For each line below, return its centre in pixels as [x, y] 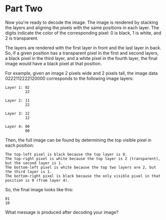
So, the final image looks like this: [39, 189]
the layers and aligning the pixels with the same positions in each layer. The [82, 27]
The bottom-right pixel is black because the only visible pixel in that [83, 176]
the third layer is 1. [28, 171]
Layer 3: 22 [17, 113]
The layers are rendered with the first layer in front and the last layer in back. [83, 48]
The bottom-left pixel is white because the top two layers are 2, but [81, 167]
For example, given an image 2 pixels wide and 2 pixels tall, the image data [82, 73]
